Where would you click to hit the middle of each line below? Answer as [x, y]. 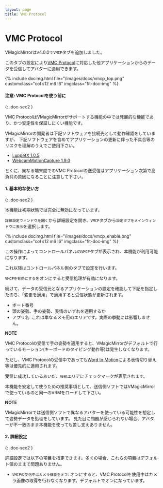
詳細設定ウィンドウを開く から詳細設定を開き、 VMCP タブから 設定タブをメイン [75, 220]
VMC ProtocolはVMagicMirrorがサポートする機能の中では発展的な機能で [77, 117]
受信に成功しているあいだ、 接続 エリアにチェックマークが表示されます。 [76, 376]
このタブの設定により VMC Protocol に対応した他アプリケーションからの [76, 63]
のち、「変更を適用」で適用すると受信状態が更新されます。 [67, 295]
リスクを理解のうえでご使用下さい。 [41, 145]
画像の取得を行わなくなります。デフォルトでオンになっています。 [82, 481]
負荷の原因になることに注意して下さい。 [45, 177]
